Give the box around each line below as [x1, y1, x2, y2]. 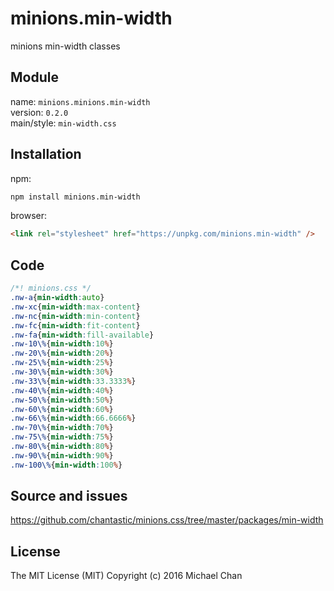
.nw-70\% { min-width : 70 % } [10, 423, 114, 433]
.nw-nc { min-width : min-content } [10, 311, 141, 321]
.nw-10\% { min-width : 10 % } [10, 339, 114, 349]
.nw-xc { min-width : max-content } [10, 302, 141, 312]
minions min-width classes [10, 40, 121, 52]
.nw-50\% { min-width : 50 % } [10, 395, 114, 405]
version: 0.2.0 [10, 106, 69, 118]
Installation [10, 146, 82, 163]
